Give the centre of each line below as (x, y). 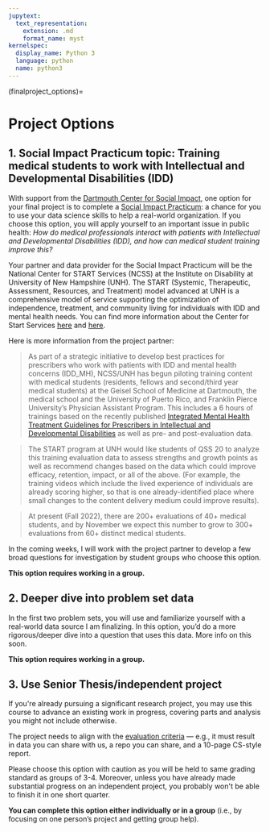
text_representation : (52, 23)
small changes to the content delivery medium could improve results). (143, 500)
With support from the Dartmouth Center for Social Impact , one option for (130, 198)
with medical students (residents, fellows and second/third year (133, 382)
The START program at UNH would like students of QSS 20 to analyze (143, 449)
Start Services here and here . (57, 325)
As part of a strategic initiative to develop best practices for (126, 356)
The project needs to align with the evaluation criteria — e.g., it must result (132, 736)
